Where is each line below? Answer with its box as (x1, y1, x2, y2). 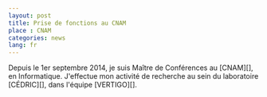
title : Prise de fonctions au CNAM (8, 19, 127, 27)
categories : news (8, 33, 66, 42)
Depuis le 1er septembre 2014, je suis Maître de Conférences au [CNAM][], (8, 63, 253, 72)
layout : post (8, 11, 52, 20)
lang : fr (8, 41, 37, 49)
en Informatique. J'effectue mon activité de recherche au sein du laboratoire (8, 72, 259, 81)
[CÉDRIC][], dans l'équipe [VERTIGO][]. (8, 80, 138, 90)
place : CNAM (8, 26, 52, 34)
